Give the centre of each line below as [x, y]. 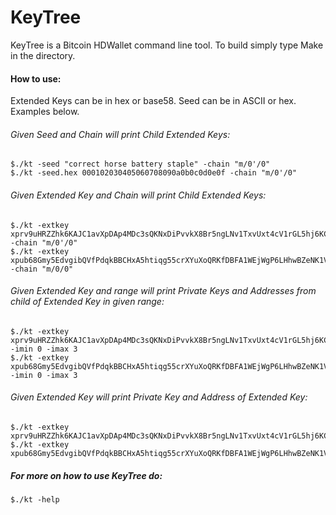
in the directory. [43, 55]
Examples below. [45, 112]
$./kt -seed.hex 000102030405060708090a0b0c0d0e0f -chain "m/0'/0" [154, 173]
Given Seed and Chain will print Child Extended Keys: [120, 134]
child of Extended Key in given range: [87, 302]
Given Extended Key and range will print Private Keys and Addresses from [163, 291]
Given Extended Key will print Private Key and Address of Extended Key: [159, 397]
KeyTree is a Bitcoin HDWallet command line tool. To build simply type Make [167, 45]
